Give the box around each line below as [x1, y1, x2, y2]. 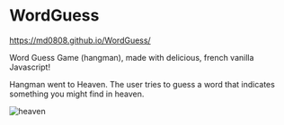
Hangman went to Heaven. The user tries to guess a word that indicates [9, 79, 276, 89]
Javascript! [9, 62, 51, 72]
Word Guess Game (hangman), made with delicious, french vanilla [9, 52, 254, 62]
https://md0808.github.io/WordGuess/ [9, 35, 151, 46]
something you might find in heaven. [9, 88, 145, 99]
